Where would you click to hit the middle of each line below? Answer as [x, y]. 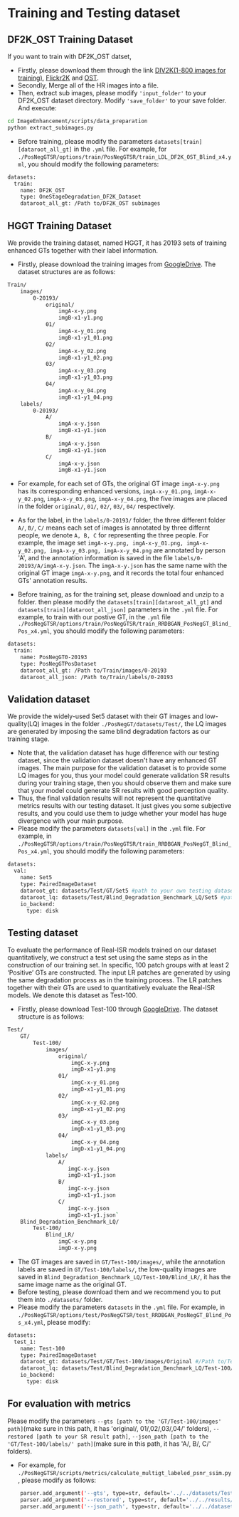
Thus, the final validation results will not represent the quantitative [114, 798]
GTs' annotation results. [52, 581]
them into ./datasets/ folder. [60, 1299]
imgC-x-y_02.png [95, 1102]
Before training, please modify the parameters [85, 141]
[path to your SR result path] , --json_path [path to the [122, 1436]
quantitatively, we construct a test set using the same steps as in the [108, 957]
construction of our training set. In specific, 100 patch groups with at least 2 [118, 965]
